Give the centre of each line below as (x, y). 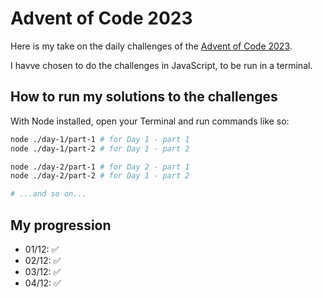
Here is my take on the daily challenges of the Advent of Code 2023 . (151, 46)
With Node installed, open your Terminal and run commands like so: (150, 121)
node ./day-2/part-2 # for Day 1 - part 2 (100, 176)
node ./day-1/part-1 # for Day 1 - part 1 (100, 139)
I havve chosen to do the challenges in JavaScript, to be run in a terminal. (161, 65)
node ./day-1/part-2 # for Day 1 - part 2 (100, 148)
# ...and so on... (48, 194)
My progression (61, 225)
